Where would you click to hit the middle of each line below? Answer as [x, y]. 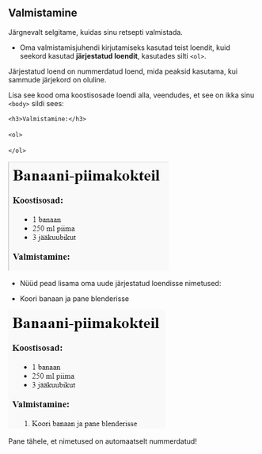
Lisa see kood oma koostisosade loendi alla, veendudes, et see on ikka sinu [131, 95]
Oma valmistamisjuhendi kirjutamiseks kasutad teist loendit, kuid [125, 48]
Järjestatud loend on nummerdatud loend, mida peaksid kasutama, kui [123, 71]
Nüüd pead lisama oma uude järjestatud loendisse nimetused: [120, 283]
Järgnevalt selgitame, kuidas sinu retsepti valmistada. [96, 32]
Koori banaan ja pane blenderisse [74, 298]
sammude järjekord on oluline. [57, 79]
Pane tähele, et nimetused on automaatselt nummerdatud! [103, 441]
